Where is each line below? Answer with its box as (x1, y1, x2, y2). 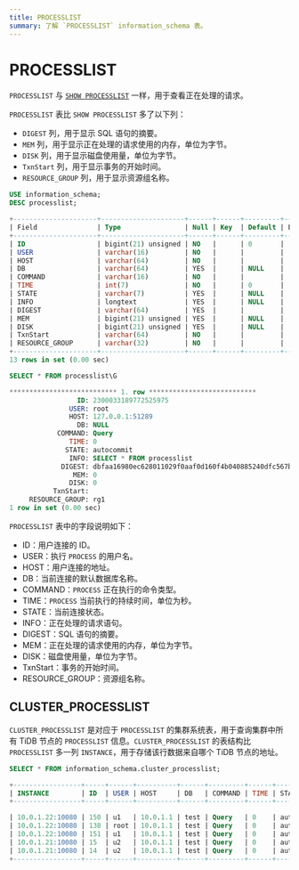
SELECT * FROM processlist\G (9, 371, 117, 380)
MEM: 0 (72, 470, 98, 479)
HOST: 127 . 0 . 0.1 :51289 (69, 412, 153, 421)
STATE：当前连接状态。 (21, 606, 109, 617)
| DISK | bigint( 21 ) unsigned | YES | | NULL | (9, 322, 285, 331)
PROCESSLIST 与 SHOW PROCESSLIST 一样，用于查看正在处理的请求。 (9, 90, 249, 101)
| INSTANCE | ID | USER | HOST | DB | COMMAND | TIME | (9, 789, 277, 798)
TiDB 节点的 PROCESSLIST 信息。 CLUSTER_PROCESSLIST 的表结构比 (19, 736, 252, 746)
